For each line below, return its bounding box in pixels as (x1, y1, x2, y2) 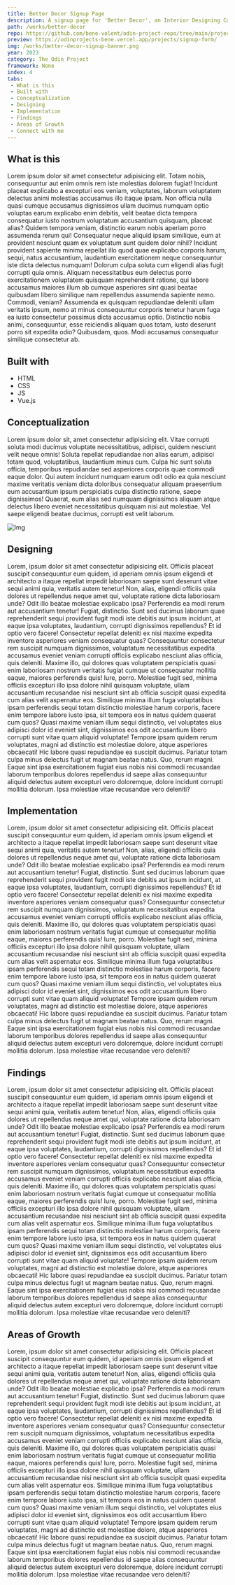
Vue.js (17, 397, 36, 404)
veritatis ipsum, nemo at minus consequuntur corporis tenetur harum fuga (7, 306, 220, 314)
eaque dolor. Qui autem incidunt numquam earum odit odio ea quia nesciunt (7, 472, 226, 481)
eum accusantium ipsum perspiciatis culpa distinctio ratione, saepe (7, 487, 201, 495)
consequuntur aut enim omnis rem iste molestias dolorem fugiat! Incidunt (7, 179, 218, 187)
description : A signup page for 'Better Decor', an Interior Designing (7, 17, 220, 24)
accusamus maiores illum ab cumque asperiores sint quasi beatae (7, 283, 198, 292)
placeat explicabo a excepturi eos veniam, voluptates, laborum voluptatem (7, 187, 222, 195)
